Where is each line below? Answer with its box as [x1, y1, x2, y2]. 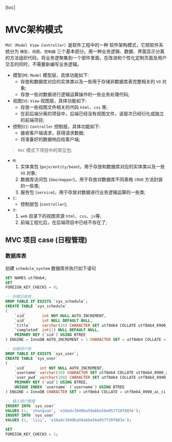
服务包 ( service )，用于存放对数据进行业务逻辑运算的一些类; [20, 189, 146, 195]
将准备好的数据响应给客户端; [20, 136, 80, 142]
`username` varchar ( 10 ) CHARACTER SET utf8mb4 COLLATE [14, 370, 134, 375]
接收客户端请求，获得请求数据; [20, 129, 85, 136]
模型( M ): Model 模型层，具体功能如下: [12, 72, 89, 78]
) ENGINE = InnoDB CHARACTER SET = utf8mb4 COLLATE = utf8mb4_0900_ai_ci [5, 389, 166, 394]
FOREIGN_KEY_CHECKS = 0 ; [5, 285, 58, 290]
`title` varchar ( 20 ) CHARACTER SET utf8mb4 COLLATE [14, 323, 137, 328]
